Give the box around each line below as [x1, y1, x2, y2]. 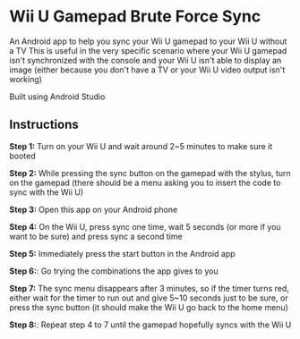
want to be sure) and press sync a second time [9, 231, 183, 242]
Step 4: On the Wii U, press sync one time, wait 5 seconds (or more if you [9, 221, 281, 232]
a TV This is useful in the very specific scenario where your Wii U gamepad [9, 45, 287, 55]
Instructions [9, 117, 79, 132]
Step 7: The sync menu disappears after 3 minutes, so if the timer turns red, [9, 283, 289, 293]
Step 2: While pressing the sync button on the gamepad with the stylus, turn [9, 167, 291, 178]
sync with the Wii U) [9, 186, 84, 198]
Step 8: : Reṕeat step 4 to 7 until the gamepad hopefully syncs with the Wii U [9, 319, 292, 330]
